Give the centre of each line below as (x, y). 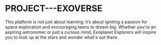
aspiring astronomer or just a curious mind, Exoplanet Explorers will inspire (80, 32)
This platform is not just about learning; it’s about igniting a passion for (76, 22)
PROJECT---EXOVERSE (54, 8)
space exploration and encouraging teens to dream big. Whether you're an (80, 27)
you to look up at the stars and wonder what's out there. (62, 37)
